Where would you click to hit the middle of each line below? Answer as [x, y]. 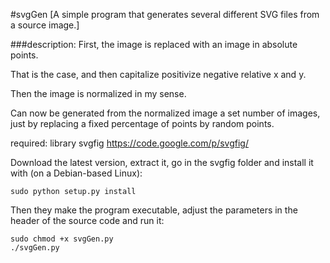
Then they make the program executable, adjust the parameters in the [154, 210]
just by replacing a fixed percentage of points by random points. [142, 123]
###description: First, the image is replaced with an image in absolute [154, 44]
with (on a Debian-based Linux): [76, 173]
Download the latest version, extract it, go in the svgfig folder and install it [162, 162]
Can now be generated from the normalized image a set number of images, [165, 113]
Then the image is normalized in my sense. [98, 93]
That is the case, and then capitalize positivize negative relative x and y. [158, 74]
